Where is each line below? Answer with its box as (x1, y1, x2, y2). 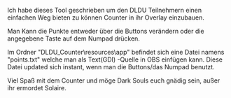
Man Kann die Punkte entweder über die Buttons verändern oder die (7, 27, 204, 35)
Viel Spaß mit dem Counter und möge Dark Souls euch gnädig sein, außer (7, 76, 220, 85)
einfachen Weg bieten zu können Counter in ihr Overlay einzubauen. (7, 13, 205, 22)
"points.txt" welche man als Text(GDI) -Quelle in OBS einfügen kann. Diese (7, 55, 223, 64)
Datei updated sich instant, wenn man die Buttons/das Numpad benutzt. (7, 63, 215, 71)
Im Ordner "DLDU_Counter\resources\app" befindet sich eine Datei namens (7, 48, 225, 56)
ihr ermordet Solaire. (7, 84, 66, 92)
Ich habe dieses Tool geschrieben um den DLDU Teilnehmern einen (7, 6, 202, 14)
